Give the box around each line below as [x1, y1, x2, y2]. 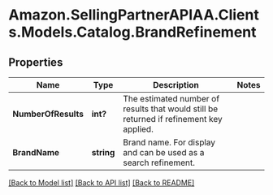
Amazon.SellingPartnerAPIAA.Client [8, 6, 260, 24]
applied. [123, 123, 154, 135]
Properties [8, 55, 63, 69]
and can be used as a [123, 147, 205, 158]
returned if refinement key [123, 114, 223, 124]
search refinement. [123, 157, 195, 168]
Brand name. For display [123, 136, 216, 148]
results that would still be [123, 103, 219, 115]
